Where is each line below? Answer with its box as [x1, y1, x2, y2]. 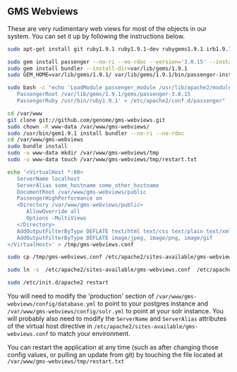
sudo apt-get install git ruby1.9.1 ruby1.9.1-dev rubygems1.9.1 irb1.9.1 [7, 45, 232, 52]
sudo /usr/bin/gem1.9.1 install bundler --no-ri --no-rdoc [7, 130, 185, 137]
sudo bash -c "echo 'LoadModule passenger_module [7, 84, 157, 91]
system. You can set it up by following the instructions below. [7, 32, 186, 40]
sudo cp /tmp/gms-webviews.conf [7, 253, 102, 260]
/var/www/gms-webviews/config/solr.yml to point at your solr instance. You [7, 307, 224, 316]
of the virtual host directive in [7, 322, 93, 330]
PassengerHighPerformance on [16, 195, 102, 202]
